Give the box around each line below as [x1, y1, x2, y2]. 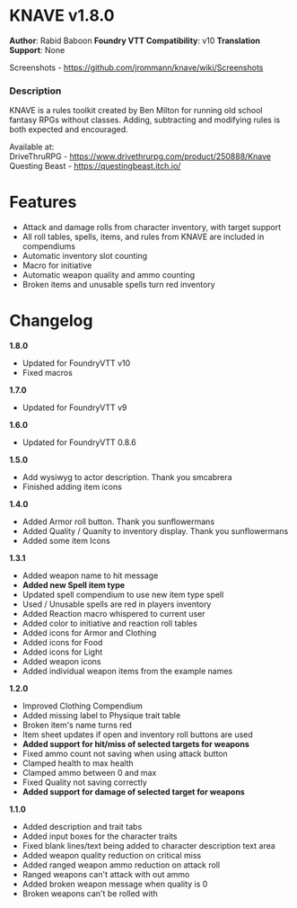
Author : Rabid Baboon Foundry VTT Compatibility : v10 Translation [9, 35, 260, 46]
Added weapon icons [22, 656, 101, 667]
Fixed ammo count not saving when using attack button [22, 748, 228, 760]
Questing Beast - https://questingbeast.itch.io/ [9, 161, 181, 172]
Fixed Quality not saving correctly [22, 777, 148, 788]
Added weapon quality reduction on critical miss [22, 850, 202, 861]
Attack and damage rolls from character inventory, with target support [22, 222, 281, 233]
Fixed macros [22, 368, 74, 378]
